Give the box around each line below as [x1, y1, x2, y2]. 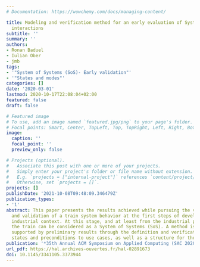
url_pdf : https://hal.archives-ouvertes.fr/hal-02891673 [6, 246, 151, 252]
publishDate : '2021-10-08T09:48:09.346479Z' [6, 191, 118, 197]
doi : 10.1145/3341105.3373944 [6, 252, 82, 257]
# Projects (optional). [6, 157, 65, 163]
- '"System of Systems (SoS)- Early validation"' [6, 69, 132, 75]
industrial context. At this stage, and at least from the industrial [11, 218, 190, 224]
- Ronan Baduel [6, 47, 44, 54]
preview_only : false [11, 147, 62, 153]
